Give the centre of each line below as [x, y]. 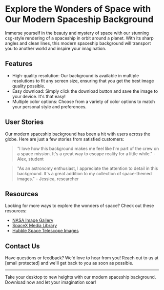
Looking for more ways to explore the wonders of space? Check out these [80, 206]
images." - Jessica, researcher [48, 179]
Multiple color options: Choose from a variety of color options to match [83, 102]
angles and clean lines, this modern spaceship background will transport [78, 43]
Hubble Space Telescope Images [45, 231]
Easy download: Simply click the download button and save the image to [85, 91]
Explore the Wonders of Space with [78, 9]
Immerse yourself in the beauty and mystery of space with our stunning [77, 33]
